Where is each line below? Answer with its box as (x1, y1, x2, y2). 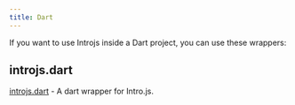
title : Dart (9, 12, 53, 22)
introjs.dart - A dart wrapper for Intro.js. (9, 86, 154, 97)
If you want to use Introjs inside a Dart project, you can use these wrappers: (9, 37, 287, 48)
